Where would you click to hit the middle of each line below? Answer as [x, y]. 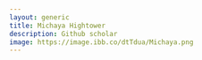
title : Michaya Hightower [57, 26]
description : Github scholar [63, 34]
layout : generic [39, 17]
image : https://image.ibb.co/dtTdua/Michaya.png [101, 42]
